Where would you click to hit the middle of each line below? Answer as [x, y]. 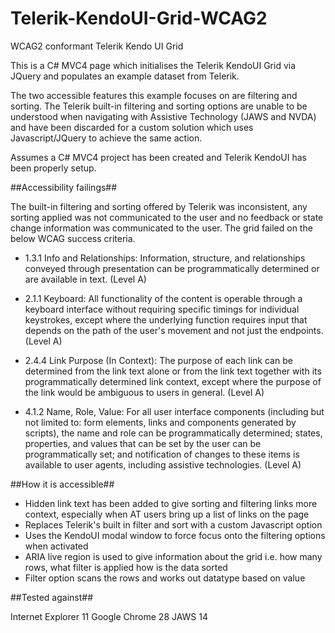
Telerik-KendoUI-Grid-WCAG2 [139, 18]
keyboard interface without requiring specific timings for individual [162, 309]
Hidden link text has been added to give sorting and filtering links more [171, 503]
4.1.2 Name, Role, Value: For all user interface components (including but [174, 411]
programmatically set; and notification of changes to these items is [162, 454]
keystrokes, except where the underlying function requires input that [166, 319]
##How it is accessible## [62, 484]
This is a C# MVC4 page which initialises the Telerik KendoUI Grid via [153, 65]
